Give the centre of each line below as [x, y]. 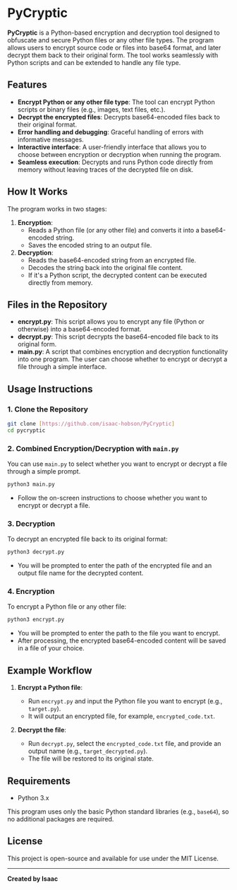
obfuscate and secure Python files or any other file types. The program [111, 40]
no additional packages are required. [61, 819]
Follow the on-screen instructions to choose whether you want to [112, 498]
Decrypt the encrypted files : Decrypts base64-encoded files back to [119, 117]
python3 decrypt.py [36, 552]
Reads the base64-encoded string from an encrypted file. [112, 260]
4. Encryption [31, 592]
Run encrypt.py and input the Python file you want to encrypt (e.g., [125, 701]
